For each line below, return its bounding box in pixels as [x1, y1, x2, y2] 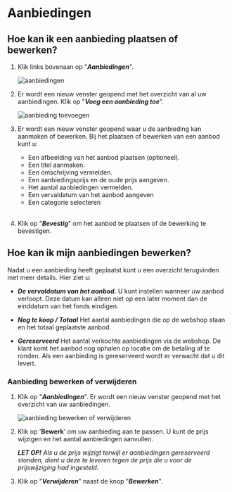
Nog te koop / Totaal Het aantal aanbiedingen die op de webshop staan [17, 315, 226, 324]
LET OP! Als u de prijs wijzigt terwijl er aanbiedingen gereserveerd [17, 448, 210, 457]
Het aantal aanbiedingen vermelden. [27, 183, 134, 191]
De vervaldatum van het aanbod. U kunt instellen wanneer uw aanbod [17, 286, 224, 295]
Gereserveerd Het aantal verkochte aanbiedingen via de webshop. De [17, 336, 221, 345]
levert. [17, 359, 37, 367]
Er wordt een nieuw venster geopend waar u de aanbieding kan [17, 125, 202, 133]
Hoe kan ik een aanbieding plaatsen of [7, 33, 178, 45]
